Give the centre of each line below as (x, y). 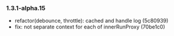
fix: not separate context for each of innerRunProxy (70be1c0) (90, 27)
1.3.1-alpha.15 (26, 8)
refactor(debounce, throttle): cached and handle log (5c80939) (91, 21)
